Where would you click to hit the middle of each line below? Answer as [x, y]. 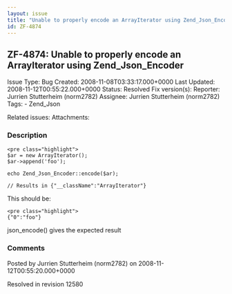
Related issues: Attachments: [48, 118]
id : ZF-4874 [24, 26]
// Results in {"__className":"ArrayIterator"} [77, 186]
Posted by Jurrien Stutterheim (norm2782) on [72, 263]
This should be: [29, 199]
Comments [26, 248]
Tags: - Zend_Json [34, 104]
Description [27, 136]
